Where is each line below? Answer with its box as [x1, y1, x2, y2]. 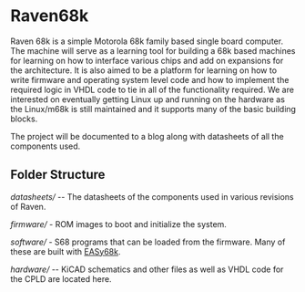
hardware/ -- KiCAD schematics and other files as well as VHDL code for [10, 264, 284, 275]
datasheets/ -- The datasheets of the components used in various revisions [10, 191, 294, 202]
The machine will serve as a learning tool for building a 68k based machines [10, 45, 296, 56]
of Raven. [10, 201, 46, 212]
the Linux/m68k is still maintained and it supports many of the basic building [10, 103, 297, 114]
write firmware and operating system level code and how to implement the [10, 74, 290, 85]
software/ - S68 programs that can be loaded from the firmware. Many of [10, 236, 286, 247]
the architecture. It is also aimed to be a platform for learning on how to [10, 65, 277, 76]
